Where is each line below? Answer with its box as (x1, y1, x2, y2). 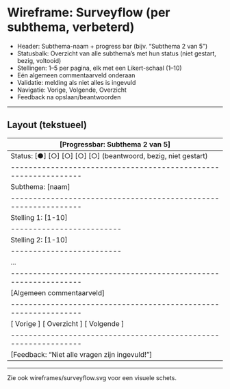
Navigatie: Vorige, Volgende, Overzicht (16, 86, 127, 94)
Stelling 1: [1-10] (10, 212, 68, 222)
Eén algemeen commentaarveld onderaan (16, 71, 136, 79)
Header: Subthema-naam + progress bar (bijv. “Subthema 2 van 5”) (16, 42, 208, 50)
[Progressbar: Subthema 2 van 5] (59, 139, 171, 149)
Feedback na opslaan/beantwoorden (16, 92, 121, 101)
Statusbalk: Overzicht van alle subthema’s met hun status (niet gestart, (16, 49, 217, 58)
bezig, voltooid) (16, 56, 62, 64)
